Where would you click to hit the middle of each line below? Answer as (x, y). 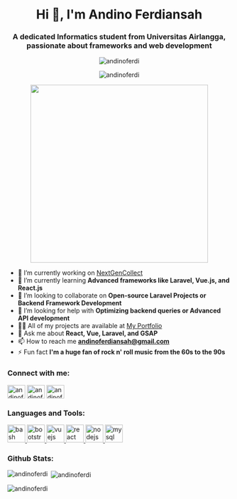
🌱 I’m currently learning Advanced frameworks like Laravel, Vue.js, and (123, 280)
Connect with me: (39, 373)
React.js (30, 288)
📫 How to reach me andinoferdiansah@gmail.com (94, 342)
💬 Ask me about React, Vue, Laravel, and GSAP (88, 333)
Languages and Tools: (46, 413)
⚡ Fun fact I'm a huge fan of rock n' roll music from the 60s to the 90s (121, 352)
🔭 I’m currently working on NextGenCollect (80, 273)
